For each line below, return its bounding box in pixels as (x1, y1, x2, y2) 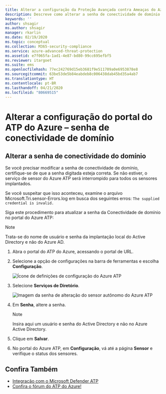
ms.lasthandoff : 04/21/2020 (5, 85, 63, 90)
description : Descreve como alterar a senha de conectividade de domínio (5, 12, 161, 17)
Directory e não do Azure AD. (5, 239, 65, 245)
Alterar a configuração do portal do (5, 111, 153, 123)
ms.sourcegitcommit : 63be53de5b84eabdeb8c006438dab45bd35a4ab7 (5, 72, 138, 77)
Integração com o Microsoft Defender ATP (12, 378, 99, 384)
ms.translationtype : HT (5, 76, 54, 81)
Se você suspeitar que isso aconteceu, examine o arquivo (5, 190, 123, 196)
